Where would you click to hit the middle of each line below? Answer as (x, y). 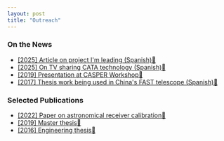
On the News (30, 45)
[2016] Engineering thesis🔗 (57, 131)
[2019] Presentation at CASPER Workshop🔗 (80, 75)
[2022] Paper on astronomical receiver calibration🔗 (92, 115)
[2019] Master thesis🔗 (49, 123)
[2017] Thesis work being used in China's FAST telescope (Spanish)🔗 (118, 82)
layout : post (26, 14)
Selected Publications (46, 100)
